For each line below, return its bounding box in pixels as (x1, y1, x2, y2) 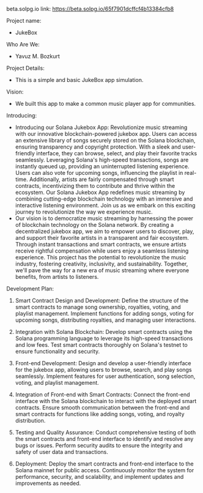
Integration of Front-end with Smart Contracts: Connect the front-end (15, 391, 191, 398)
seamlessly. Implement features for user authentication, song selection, (15, 373, 196, 380)
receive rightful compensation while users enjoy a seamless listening (15, 247, 189, 254)
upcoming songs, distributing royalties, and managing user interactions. (15, 316, 196, 324)
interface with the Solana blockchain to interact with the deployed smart (15, 398, 197, 404)
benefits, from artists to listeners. (15, 273, 99, 280)
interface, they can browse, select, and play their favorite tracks (36, 150, 197, 157)
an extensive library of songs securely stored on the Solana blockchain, (15, 137, 196, 144)
